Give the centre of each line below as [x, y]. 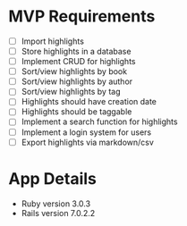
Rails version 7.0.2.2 [58, 213]
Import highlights [52, 41]
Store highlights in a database [76, 51]
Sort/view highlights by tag [71, 92]
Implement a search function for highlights [99, 121]
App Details [53, 178]
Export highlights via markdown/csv [87, 142]
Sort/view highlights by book [74, 71]
